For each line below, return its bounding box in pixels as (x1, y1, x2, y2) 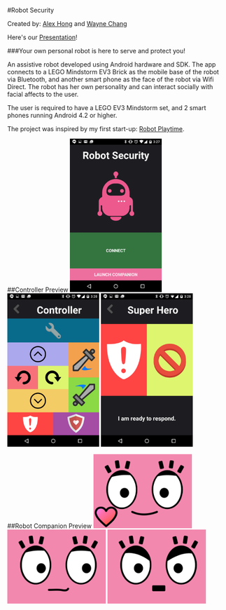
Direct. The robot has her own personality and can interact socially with (7, 83, 213, 90)
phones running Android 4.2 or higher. (7, 111, 118, 119)
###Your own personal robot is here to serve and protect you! (7, 47, 185, 55)
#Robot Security (7, 6, 55, 14)
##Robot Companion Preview (7, 522, 92, 530)
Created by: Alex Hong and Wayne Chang (7, 20, 127, 27)
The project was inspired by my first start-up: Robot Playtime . (7, 125, 185, 133)
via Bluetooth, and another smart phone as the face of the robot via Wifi (7, 75, 214, 83)
